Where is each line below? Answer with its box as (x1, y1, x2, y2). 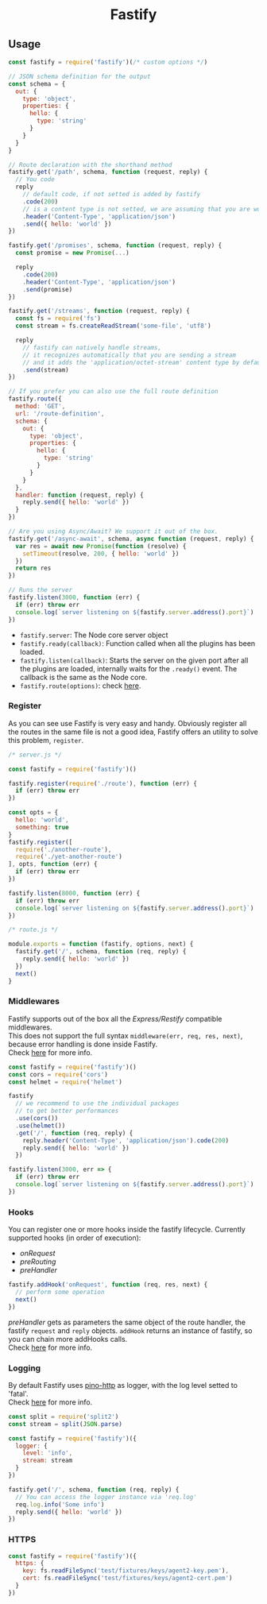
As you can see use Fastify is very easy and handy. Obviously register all (8, 718, 247, 728)
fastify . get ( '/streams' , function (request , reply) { (8, 307, 191, 315)
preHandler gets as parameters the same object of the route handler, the (8, 1317, 246, 1327)
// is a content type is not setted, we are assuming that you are (22, 205, 250, 213)
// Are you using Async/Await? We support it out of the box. (8, 528, 219, 535)
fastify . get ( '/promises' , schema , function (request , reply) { (8, 242, 222, 249)
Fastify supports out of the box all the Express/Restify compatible (8, 1014, 222, 1023)
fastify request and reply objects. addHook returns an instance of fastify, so (8, 1325, 253, 1335)
